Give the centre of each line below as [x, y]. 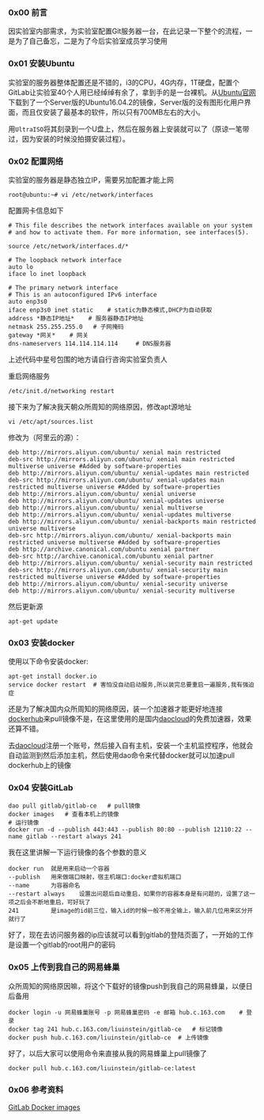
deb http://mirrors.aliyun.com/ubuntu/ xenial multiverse [106, 508]
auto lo [21, 267]
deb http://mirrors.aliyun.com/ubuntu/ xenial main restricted [115, 452]
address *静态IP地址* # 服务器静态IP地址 [76, 318]
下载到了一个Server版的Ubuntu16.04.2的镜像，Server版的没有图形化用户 [126, 102]
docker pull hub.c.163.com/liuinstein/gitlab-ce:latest [102, 1068]
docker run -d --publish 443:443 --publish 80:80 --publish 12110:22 [125, 830]
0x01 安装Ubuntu [41, 63]
